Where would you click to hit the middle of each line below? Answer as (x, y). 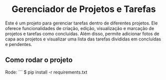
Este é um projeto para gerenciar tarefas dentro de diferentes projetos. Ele (82, 23)
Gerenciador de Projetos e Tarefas (84, 9)
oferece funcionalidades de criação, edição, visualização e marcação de (80, 28)
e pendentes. (19, 44)
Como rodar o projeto (39, 60)
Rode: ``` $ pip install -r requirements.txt (46, 72)
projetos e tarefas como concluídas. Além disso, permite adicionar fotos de (82, 33)
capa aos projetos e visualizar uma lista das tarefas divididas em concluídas (83, 39)
